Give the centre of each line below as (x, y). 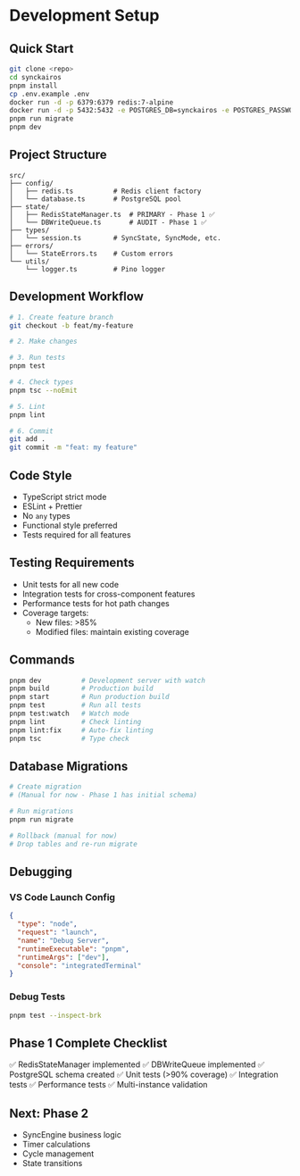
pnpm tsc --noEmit (43, 390)
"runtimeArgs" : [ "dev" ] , (63, 957)
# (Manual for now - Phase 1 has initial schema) (104, 796)
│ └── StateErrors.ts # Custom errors (92, 254)
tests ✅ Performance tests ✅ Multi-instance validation (108, 1085)
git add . (28, 439)
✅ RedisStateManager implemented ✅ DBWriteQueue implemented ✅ (137, 1064)
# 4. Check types (42, 382)
